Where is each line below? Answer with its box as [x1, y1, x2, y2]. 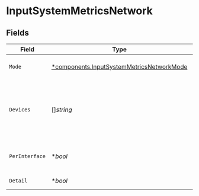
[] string [51, 105, 72, 114]
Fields [6, 28, 30, 38]
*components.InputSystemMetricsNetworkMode [51, 63, 188, 70]
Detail [9, 178, 28, 184]
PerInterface [9, 153, 46, 159]
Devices [9, 107, 31, 113]
